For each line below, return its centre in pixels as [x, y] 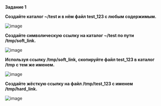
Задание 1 [16, 7]
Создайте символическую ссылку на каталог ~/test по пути [70, 35]
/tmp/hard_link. [21, 89]
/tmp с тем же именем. [30, 65]
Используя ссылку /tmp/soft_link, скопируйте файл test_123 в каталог [80, 60]
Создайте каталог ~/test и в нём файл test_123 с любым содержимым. [81, 16]
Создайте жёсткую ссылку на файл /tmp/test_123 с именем [69, 84]
